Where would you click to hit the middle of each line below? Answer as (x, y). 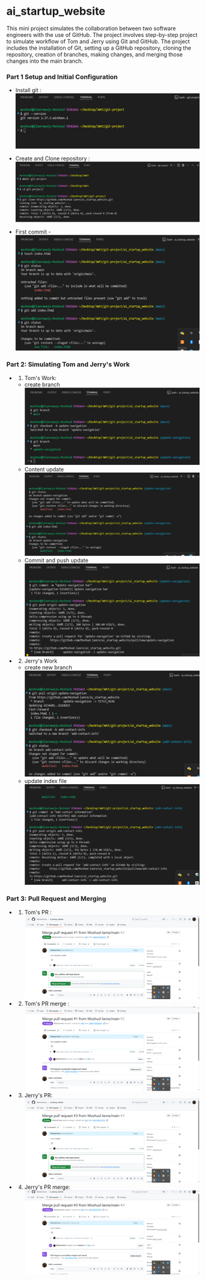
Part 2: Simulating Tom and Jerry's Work (68, 365)
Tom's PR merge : (47, 1004)
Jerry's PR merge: (47, 1187)
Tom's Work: (40, 378)
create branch (42, 384)
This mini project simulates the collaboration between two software (91, 28)
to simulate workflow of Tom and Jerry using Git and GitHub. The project (98, 41)
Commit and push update (56, 561)
